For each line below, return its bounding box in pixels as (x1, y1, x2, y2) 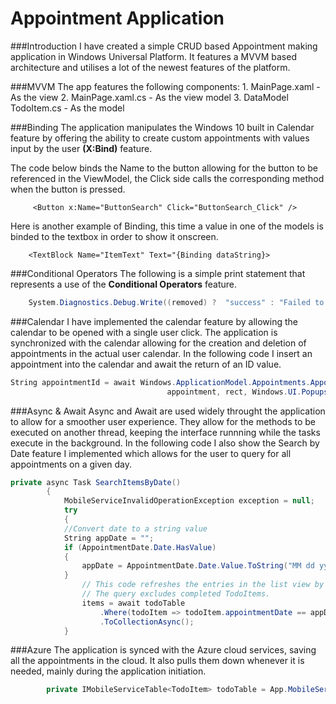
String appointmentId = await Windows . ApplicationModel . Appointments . (10, 377, 311, 387)
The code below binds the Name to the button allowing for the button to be (10, 162, 318, 174)
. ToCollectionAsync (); (99, 617, 195, 627)
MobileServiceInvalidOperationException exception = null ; (63, 496, 315, 506)
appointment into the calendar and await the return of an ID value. (10, 358, 282, 370)
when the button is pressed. (10, 183, 126, 195)
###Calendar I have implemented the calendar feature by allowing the (10, 315, 298, 327)
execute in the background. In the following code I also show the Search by (10, 437, 320, 449)
